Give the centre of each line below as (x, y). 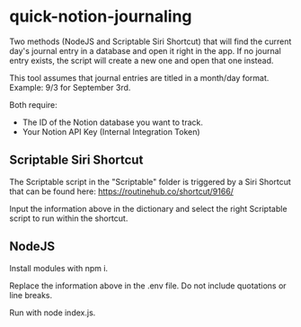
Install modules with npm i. (59, 268)
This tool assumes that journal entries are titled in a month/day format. (139, 77)
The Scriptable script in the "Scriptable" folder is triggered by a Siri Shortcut (150, 181)
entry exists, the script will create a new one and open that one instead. (142, 60)
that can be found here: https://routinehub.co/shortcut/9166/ (121, 191)
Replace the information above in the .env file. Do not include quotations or (148, 286)
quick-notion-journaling (101, 17)
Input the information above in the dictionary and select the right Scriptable (148, 208)
